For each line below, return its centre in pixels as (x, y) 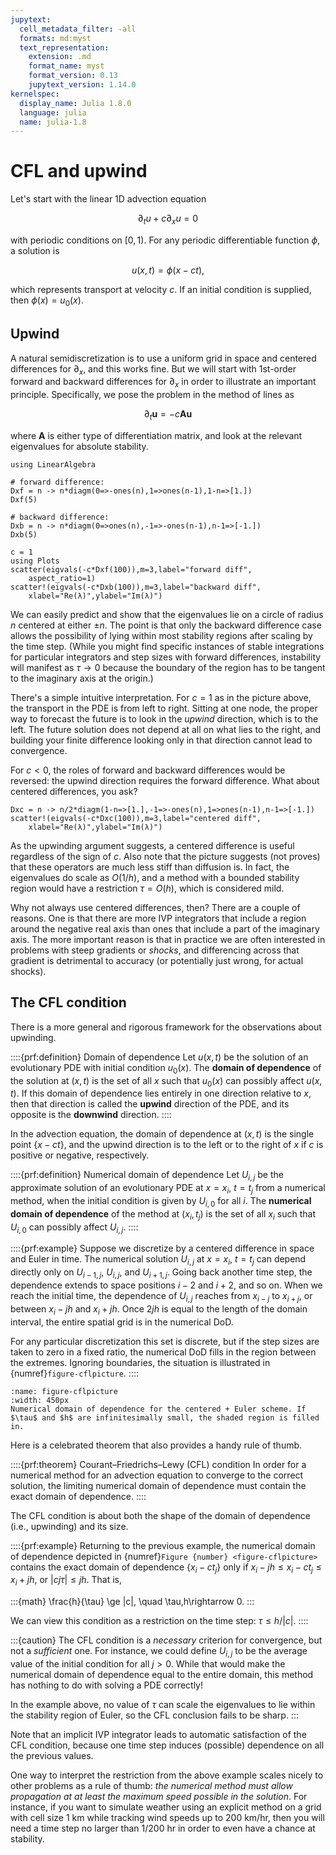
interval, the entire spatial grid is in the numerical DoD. (122, 1322)
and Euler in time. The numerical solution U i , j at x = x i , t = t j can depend (158, 1260)
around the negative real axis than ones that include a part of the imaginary (165, 928)
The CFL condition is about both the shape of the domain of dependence (160, 1515)
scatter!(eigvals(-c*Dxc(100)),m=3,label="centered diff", (136, 818)
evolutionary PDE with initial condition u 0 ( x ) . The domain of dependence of (166, 1068)
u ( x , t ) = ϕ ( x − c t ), (168, 270)
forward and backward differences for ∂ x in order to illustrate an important (163, 383)
